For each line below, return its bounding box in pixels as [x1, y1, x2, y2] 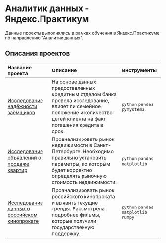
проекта [7, 70, 28, 77]
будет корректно [51, 166, 92, 173]
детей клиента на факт [51, 115, 106, 122]
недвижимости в [51, 141, 93, 148]
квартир [7, 166, 28, 173]
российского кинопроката [51, 193, 115, 200]
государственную [51, 224, 95, 231]
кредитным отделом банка [51, 91, 117, 98]
